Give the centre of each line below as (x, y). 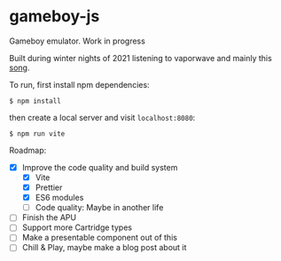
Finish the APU (49, 217)
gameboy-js (55, 16)
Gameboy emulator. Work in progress (78, 41)
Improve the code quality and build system (100, 167)
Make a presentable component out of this (99, 238)
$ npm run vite (37, 134)
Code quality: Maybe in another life (99, 208)
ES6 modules (59, 198)
